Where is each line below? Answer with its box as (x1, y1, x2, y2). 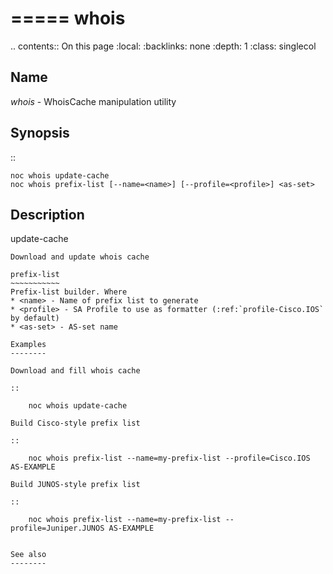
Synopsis (10, 125, 70, 142)
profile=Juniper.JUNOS (10, 523, 105, 534)
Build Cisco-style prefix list (10, 418, 141, 429)
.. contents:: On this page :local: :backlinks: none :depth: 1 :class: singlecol (10, 40, 317, 52)
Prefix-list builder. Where (10, 287, 128, 297)
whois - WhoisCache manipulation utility (10, 95, 177, 107)
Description (10, 206, 85, 223)
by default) (10, 313, 60, 324)
